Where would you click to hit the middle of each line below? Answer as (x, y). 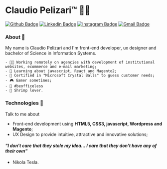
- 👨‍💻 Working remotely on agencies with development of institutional (80, 62)
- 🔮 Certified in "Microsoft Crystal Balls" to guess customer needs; (80, 75)
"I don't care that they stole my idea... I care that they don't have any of (81, 146)
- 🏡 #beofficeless (24, 86)
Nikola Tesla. (25, 162)
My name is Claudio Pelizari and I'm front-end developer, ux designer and (81, 48)
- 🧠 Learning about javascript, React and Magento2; (61, 71)
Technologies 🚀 (24, 103)
